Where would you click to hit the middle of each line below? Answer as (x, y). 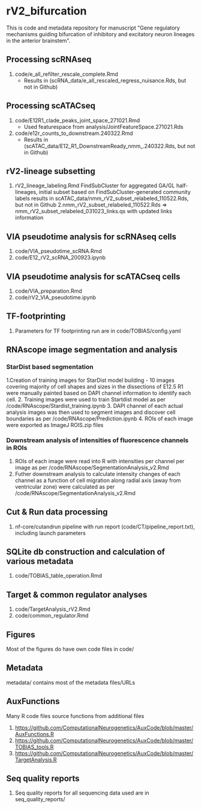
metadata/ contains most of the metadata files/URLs (71, 682)
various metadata (40, 561)
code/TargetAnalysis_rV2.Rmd (52, 609)
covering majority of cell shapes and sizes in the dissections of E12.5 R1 (95, 386)
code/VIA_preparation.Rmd (48, 291)
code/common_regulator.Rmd (52, 616)
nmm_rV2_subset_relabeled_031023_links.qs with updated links (93, 211)
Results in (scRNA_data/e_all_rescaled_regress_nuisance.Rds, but (105, 80)
